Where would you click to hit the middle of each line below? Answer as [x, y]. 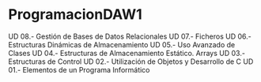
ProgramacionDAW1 [75, 15]
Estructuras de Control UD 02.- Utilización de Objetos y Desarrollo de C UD [131, 61]
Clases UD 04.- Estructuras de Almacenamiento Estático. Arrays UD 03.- [127, 53]
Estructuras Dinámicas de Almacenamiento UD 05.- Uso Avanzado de [122, 44]
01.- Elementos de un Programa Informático [79, 69]
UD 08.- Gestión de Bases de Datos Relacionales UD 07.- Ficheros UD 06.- [130, 36]
